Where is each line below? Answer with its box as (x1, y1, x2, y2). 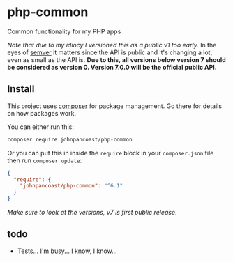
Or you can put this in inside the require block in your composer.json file (7, 148, 214, 157)
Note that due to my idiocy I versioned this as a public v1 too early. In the (7, 40, 217, 49)
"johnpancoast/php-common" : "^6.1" (20, 183, 123, 190)
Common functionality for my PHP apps (7, 27, 121, 36)
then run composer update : (7, 156, 82, 164)
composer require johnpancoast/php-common (7, 136, 133, 143)
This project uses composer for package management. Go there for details (7, 102, 222, 110)
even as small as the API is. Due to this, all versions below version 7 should (7, 55, 227, 63)
